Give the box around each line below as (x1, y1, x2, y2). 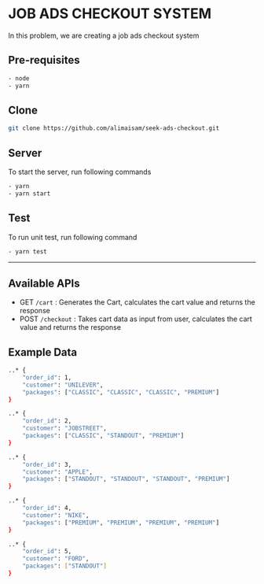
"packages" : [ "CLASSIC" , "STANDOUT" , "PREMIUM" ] (22, 432, 185, 440)
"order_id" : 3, (22, 460, 72, 468)
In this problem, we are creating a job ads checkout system (8, 31, 200, 40)
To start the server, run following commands (8, 167, 152, 176)
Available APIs (8, 276, 80, 290)
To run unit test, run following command (8, 232, 137, 242)
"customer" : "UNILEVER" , (22, 381, 104, 389)
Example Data (8, 346, 78, 359)
